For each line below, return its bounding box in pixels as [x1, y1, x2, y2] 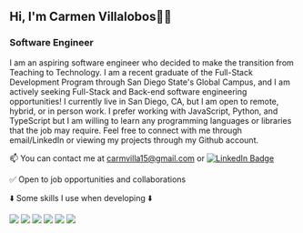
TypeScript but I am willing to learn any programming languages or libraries [9, 115, 292, 126]
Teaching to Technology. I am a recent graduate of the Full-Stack [9, 66, 253, 77]
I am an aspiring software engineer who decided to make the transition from [9, 56, 294, 68]
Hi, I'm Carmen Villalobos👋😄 [9, 9, 172, 25]
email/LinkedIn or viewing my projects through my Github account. [9, 134, 259, 146]
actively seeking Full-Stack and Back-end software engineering [9, 86, 247, 96]
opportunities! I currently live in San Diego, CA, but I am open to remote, [9, 96, 279, 106]
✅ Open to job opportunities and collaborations [9, 174, 187, 185]
